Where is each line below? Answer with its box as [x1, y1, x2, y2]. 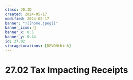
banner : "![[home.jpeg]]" [5, 20, 58, 26]
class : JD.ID [5, 7, 32, 12]
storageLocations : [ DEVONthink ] [5, 43, 71, 48]
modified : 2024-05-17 [5, 16, 50, 21]
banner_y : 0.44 [5, 35, 36, 40]
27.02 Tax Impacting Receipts [5, 64, 129, 76]
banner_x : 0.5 [5, 30, 34, 35]
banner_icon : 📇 [5, 25, 36, 30]
